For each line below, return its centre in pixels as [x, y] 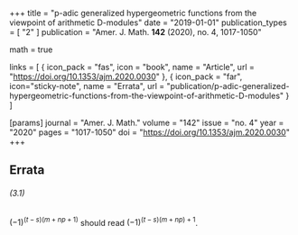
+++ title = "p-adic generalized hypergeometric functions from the [133, 13]
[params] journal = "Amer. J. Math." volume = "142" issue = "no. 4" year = [147, 122]
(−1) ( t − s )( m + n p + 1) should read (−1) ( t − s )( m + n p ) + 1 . [104, 221]
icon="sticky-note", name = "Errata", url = [87, 86]
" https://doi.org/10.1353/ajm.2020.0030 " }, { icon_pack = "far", [126, 77]
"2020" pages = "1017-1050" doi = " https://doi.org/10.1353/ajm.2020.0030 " [150, 132]
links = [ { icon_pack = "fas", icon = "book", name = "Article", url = [132, 67]
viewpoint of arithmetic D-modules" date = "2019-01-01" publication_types [148, 23]
